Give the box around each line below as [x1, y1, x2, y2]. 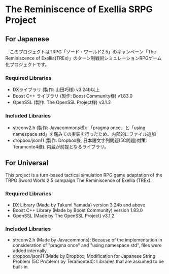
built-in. [12, 264, 29, 270]
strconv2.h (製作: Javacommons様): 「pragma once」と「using [12, 125, 146, 131]
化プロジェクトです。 [5, 62, 50, 67]
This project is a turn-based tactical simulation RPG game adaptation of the [5, 172, 162, 178]
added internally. [12, 248, 48, 254]
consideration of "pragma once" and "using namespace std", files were [12, 242, 162, 248]
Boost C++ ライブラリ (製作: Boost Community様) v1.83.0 [12, 93, 133, 99]
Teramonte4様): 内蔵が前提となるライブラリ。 [12, 143, 109, 149]
